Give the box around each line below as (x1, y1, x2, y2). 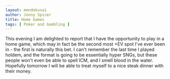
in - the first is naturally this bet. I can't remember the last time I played (5, 46, 155, 52)
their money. (5, 68, 32, 74)
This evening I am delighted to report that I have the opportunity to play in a (5, 36, 165, 42)
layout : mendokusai (5, 7, 47, 13)
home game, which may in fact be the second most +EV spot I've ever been (5, 41, 165, 47)
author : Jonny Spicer (5, 12, 52, 17)
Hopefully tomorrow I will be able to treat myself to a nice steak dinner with (5, 63, 164, 69)
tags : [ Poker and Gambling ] (5, 21, 70, 27)
